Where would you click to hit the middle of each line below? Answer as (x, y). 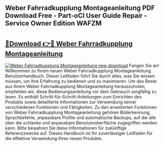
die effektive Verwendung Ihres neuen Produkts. (54, 138)
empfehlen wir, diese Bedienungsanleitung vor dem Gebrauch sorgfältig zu (81, 92)
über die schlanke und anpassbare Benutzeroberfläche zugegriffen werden (81, 123)
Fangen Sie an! (144, 65)
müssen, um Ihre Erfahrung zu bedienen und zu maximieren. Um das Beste (81, 81)
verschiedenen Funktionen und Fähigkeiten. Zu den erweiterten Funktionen (81, 107)
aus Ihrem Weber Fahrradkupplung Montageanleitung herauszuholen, (76, 86)
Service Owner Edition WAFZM (54, 23)
